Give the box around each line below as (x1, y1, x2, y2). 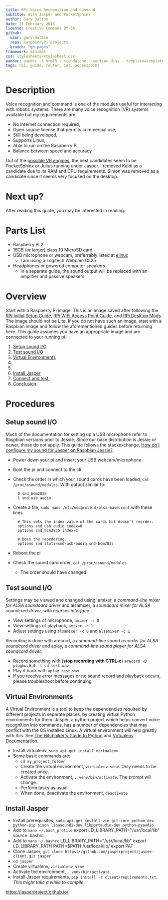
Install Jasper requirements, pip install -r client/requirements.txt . (12, 874, 158, 880)
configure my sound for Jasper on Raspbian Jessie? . (5, 447, 114, 453)
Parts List (5, 225, 46, 236)
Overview (5, 291, 47, 302)
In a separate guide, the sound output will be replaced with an (20, 268, 148, 274)
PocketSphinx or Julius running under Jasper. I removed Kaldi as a (5, 163, 142, 169)
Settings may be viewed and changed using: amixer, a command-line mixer (5, 597, 160, 603)
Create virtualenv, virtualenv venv (12, 864, 84, 870)
